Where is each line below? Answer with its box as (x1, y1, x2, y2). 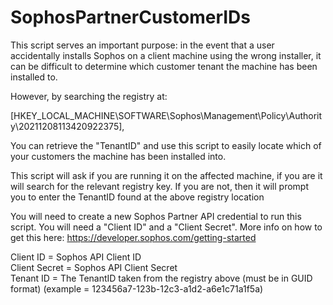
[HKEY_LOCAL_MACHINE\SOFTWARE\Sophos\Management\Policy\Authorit (10, 109, 323, 121)
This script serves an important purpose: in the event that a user (10, 39, 275, 51)
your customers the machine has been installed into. (10, 150, 227, 162)
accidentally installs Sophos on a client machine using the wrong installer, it (10, 49, 322, 61)
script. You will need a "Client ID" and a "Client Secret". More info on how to (10, 221, 323, 233)
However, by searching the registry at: (10, 90, 168, 102)
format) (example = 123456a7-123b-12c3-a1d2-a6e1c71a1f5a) (10, 282, 264, 295)
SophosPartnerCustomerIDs (10, 6, 252, 29)
